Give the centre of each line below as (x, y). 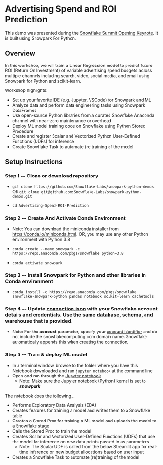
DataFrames (24, 110)
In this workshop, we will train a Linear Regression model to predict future (79, 65)
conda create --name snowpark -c (46, 249)
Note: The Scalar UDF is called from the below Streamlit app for (83, 446)
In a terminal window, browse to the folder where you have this (75, 365)
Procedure (23, 131)
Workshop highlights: (26, 90)
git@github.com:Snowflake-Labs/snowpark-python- (91, 192)
